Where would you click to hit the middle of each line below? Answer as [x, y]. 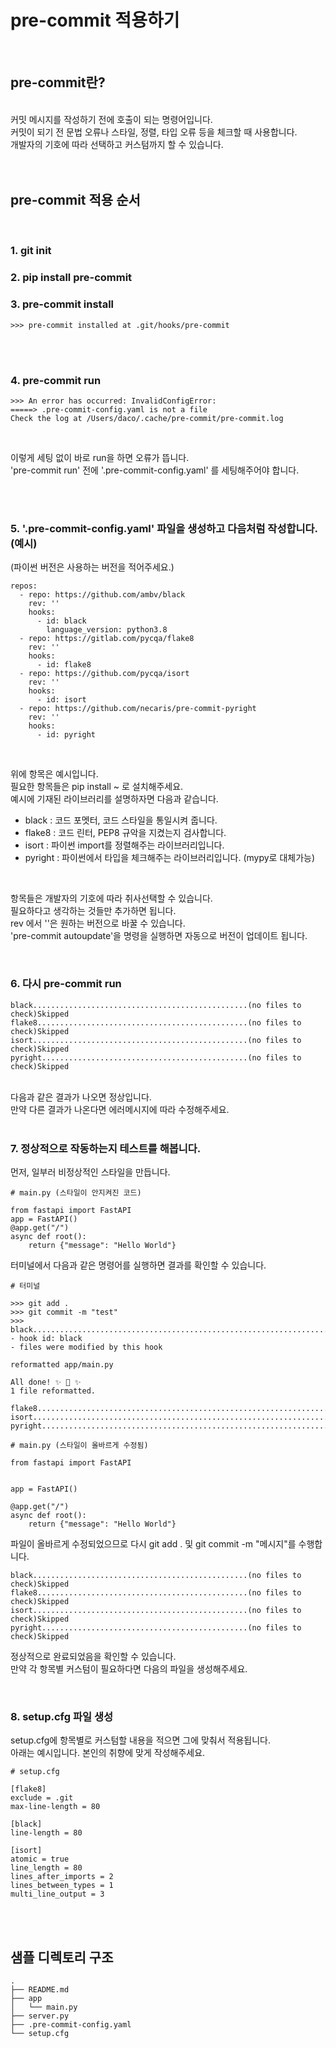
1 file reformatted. [53, 1391]
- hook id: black [46, 1338]
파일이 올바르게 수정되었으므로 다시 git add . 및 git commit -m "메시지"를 [153, 1543]
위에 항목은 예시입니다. [54, 774]
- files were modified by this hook [86, 1347]
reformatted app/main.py [62, 1364]
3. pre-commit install [62, 304]
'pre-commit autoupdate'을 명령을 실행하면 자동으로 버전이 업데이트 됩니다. [159, 936]
